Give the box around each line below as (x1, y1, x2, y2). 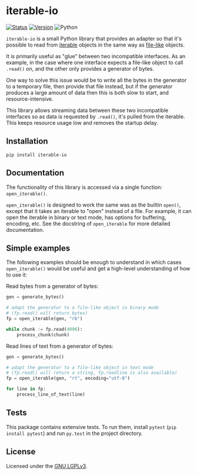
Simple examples (6, 243, 71, 253)
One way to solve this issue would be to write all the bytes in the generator (6, 77, 187, 84)
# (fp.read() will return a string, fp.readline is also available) (6, 370, 178, 376)
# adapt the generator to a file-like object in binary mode (6, 305, 159, 311)
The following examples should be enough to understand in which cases (6, 259, 182, 266)
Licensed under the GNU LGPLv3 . (6, 462, 88, 469)
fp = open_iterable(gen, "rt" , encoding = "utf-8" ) (6, 376, 131, 381)
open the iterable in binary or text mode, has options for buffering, (6, 214, 166, 221)
